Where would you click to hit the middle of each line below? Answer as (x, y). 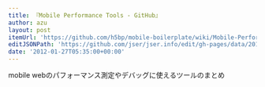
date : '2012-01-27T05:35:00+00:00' (67, 52)
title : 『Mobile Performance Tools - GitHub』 (85, 15)
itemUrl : (22, 37)
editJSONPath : (32, 45)
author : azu (28, 23)
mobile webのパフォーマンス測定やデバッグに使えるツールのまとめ (117, 75)
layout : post (30, 30)
